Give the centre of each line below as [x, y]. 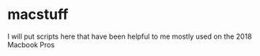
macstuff [38, 15]
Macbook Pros [31, 44]
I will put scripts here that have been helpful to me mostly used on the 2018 [130, 36]
